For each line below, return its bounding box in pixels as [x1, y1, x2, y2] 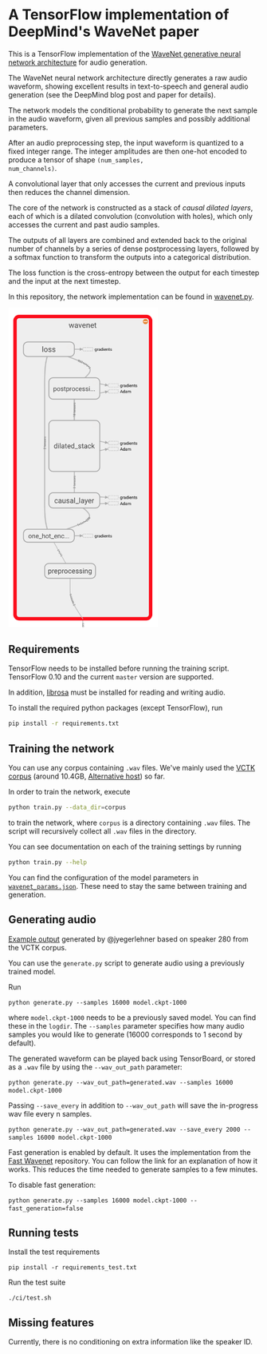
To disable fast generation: [8, 1180, 96, 1189]
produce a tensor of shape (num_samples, [8, 154, 144, 165]
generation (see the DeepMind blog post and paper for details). [8, 90, 217, 99]
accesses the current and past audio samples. [8, 220, 160, 229]
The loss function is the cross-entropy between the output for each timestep [8, 268, 260, 277]
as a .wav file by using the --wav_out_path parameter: [8, 1061, 183, 1072]
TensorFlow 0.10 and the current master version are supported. [8, 672, 214, 682]
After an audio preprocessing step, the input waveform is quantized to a [8, 137, 245, 147]
